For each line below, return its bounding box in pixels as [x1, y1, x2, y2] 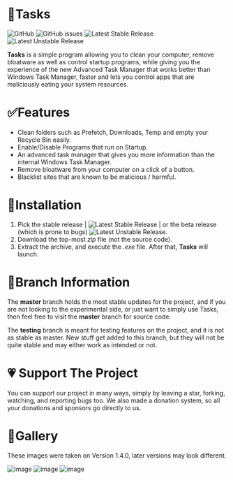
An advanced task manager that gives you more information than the [17, 150, 215, 159]
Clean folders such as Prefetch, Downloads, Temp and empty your [17, 128, 209, 136]
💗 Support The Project [7, 365, 138, 381]
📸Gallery [7, 428, 59, 444]
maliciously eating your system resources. [7, 80, 129, 88]
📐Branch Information [7, 275, 130, 290]
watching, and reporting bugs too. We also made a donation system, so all [7, 396, 220, 405]
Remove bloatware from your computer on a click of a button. [17, 165, 195, 173]
